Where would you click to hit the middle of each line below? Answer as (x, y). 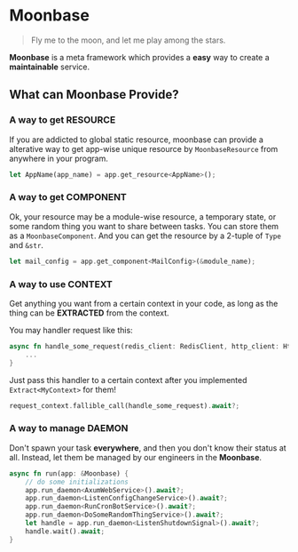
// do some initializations (77, 482)
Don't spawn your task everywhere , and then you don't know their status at (148, 448)
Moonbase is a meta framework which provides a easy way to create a (140, 57)
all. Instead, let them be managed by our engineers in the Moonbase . (136, 457)
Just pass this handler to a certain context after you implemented (128, 380)
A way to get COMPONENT (68, 197)
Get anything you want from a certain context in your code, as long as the (144, 303)
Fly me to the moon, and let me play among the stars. (128, 40)
